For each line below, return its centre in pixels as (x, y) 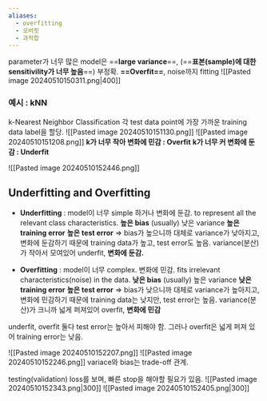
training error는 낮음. (50, 337)
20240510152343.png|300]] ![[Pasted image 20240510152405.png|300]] (129, 388)
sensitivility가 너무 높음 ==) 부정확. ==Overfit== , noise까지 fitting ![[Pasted (130, 72)
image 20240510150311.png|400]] (65, 81)
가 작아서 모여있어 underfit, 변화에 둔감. (82, 253)
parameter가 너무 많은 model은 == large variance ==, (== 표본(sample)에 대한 (132, 62)
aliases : (23, 16)
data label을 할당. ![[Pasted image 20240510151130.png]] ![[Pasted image (128, 132)
